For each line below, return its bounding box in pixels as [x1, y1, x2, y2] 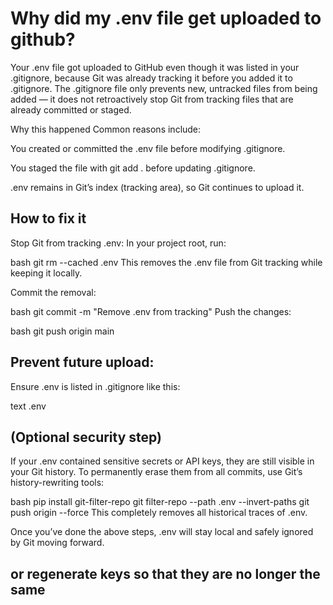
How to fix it [10, 210, 87, 227]
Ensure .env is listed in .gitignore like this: [10, 380, 181, 392]
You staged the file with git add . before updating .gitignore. [10, 162, 256, 174]
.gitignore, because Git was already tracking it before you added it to [10, 72, 293, 84]
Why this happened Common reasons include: [10, 123, 202, 135]
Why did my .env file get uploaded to [10, 7, 322, 30]
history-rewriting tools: [10, 477, 105, 489]
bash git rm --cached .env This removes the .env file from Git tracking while [10, 256, 323, 268]
